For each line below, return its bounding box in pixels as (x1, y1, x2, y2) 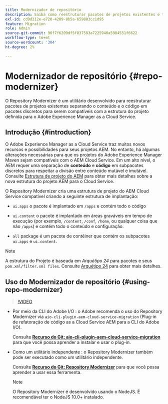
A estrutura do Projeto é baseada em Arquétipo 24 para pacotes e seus (5, 258, 152, 264)
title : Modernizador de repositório (5, 7, 81, 12)
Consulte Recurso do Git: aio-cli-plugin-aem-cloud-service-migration (12, 334, 161, 340)
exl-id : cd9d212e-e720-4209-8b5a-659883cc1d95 (5, 16, 104, 21)
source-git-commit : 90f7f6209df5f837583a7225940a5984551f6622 (5, 30, 137, 35)
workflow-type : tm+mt (5, 35, 50, 40)
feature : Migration (5, 21, 46, 26)
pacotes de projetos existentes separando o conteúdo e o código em (5, 103, 147, 109)
